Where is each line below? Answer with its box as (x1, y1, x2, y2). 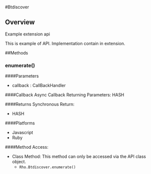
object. (12, 159, 26, 165)
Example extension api (5, 31, 50, 37)
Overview (5, 18, 35, 26)
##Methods (5, 50, 28, 55)
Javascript (12, 130, 33, 136)
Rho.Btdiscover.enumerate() (19, 165, 76, 170)
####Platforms (5, 120, 35, 126)
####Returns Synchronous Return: (5, 102, 75, 107)
